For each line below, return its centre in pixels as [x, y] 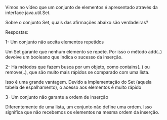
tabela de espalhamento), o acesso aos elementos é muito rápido [73, 87]
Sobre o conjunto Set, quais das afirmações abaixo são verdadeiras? [77, 22]
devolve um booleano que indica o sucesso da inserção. [64, 57]
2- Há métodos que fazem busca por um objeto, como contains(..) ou [78, 67]
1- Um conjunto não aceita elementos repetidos [55, 42]
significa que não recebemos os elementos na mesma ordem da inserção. [82, 112]
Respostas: [17, 32]
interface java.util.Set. [28, 13]
